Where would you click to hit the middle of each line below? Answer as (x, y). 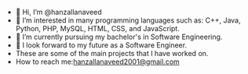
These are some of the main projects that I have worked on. (112, 53)
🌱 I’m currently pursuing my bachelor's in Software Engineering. (119, 37)
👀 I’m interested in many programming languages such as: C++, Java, (128, 20)
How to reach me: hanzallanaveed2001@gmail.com (98, 62)
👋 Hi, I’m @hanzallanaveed (58, 12)
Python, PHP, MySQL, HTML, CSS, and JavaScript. (98, 28)
